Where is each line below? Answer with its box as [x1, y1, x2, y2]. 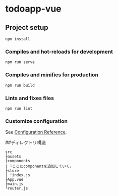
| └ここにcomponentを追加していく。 [5, 164, 74, 169]
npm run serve [5, 60, 35, 65]
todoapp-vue [5, 3, 62, 15]
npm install [5, 36, 30, 41]
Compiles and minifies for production [5, 71, 98, 78]
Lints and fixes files [5, 94, 54, 102]
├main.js [5, 181, 24, 187]
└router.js [5, 186, 28, 191]
